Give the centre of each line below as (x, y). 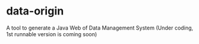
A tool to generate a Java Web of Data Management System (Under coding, (100, 28)
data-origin (35, 11)
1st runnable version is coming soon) (52, 34)
